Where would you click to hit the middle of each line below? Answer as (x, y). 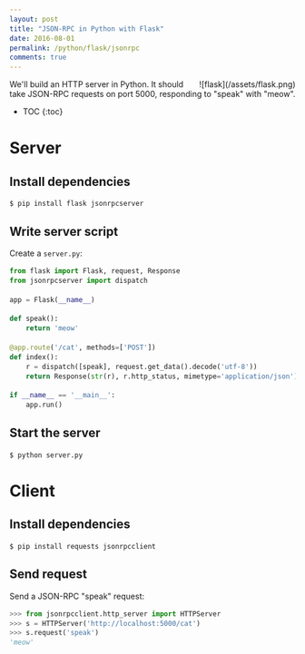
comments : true (38, 58)
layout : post (34, 19)
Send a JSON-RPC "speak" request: (77, 596)
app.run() (44, 405)
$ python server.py (46, 455)
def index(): (34, 357)
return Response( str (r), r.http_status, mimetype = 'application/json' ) (162, 376)
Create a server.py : (46, 253)
